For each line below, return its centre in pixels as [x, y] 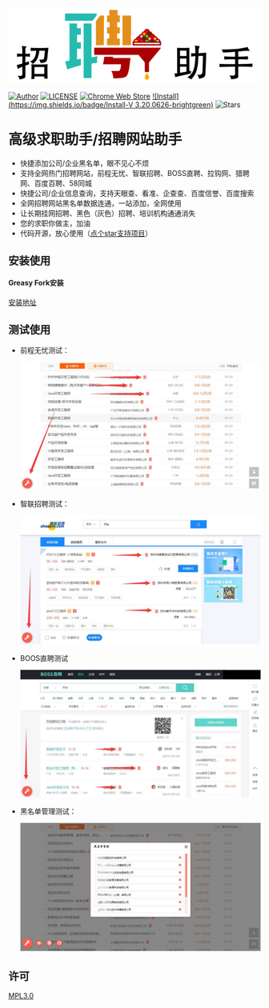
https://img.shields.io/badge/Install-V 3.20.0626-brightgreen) [112, 105]
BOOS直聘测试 [44, 658]
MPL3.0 [21, 996]
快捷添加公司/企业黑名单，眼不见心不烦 [84, 163]
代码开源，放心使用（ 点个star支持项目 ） [86, 233]
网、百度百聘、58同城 [56, 183]
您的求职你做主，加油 [55, 223]
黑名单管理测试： [48, 811]
